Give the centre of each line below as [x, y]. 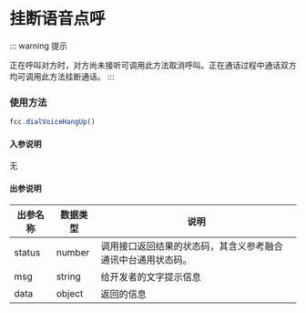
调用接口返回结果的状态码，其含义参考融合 [192, 245]
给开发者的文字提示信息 [151, 276]
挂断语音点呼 [58, 19]
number [73, 252]
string [69, 276]
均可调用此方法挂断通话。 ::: [62, 76]
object [70, 293]
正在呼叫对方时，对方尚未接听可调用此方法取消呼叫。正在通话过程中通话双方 [153, 65]
